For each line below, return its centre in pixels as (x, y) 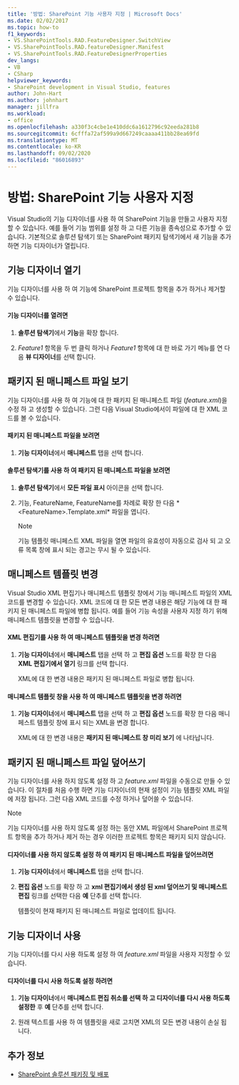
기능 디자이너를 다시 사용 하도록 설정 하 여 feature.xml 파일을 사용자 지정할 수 (115, 954)
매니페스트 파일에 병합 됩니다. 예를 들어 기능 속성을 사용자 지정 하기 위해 (128, 611)
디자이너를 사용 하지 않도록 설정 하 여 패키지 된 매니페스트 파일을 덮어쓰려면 (111, 854)
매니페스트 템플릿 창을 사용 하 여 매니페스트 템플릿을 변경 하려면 (95, 696)
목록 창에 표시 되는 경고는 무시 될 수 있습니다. (88, 550)
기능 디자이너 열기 (44, 270)
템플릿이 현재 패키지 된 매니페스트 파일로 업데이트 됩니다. (97, 911)
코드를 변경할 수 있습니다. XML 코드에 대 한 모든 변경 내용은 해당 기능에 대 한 (113, 601)
